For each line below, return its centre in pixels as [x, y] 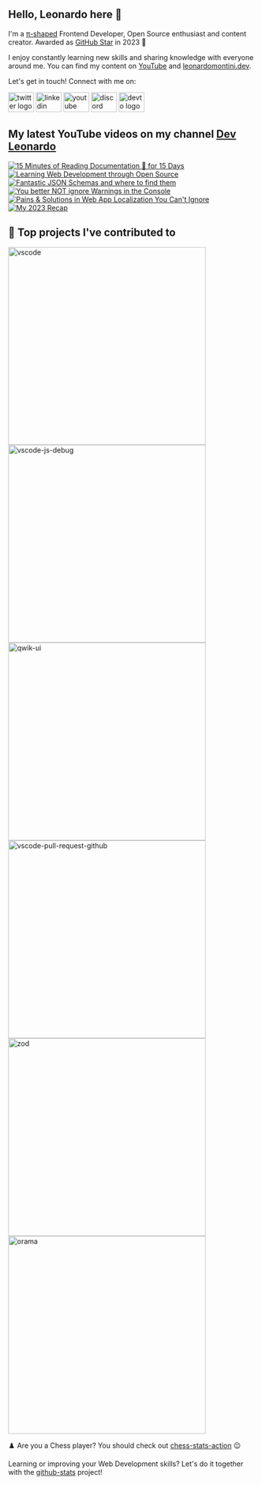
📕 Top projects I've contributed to [92, 233]
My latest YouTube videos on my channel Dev [122, 134]
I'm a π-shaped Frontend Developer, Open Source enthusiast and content [127, 33]
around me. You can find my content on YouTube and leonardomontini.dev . [130, 66]
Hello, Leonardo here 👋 [65, 15]
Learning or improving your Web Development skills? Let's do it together [126, 1464]
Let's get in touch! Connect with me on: [72, 81]
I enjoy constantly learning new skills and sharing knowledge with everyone [131, 57]
